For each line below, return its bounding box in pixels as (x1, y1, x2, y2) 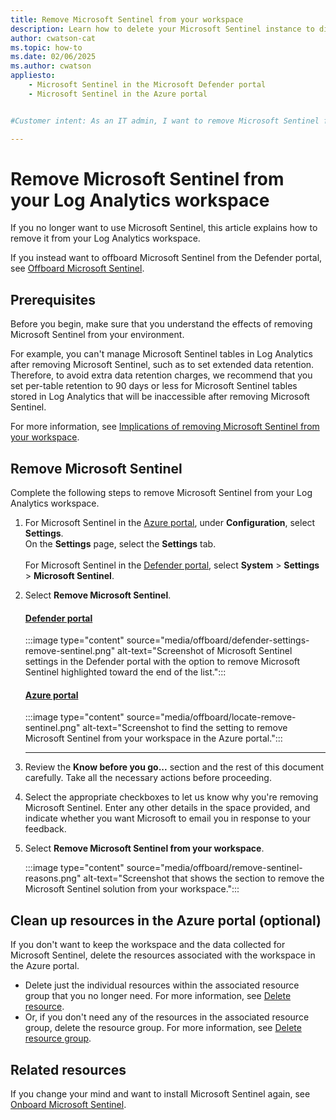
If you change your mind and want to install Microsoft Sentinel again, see (10, 1088, 311, 1100)
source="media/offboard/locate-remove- (126, 711, 297, 723)
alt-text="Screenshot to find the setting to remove (82, 722, 288, 734)
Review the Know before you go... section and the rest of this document (24, 761, 325, 773)
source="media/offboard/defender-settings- (126, 634, 310, 646)
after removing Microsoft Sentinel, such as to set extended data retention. (10, 359, 315, 371)
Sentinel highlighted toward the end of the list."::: (24, 666, 227, 678)
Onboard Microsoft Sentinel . (10, 1099, 127, 1111)
